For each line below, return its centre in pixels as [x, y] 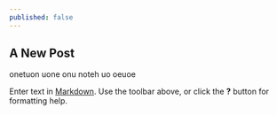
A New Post [42, 54]
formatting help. [39, 101]
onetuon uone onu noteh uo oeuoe [72, 74]
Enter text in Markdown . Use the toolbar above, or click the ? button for [139, 92]
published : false [41, 17]
